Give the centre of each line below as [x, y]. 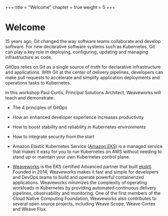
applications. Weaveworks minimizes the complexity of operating [79, 182]
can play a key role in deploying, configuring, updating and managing [77, 51]
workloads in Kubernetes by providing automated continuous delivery [84, 187]
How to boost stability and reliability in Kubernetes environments [79, 126]
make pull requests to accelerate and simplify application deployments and [82, 77]
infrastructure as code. [29, 57]
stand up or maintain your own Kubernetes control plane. [71, 156]
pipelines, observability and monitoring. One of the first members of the [87, 193]
